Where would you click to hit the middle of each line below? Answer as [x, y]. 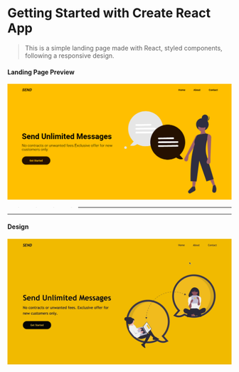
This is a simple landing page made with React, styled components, [123, 48]
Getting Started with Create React [109, 13]
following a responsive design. [70, 56]
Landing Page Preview [41, 72]
